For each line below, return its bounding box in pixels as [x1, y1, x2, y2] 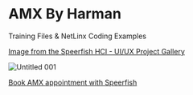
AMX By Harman [8, 5, 122, 23]
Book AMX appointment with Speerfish [8, 77, 138, 87]
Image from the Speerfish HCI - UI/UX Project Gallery [8, 46, 185, 56]
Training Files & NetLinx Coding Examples [8, 31, 147, 41]
